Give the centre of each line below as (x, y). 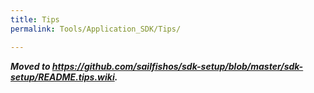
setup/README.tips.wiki (62, 77)
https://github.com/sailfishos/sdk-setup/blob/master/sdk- (177, 66)
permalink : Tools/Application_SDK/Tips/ (96, 29)
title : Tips (35, 19)
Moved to (30, 66)
